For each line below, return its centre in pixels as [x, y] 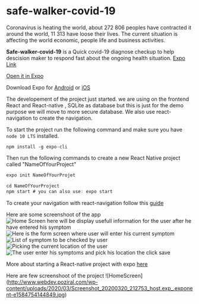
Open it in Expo [25, 76]
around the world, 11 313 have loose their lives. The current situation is [92, 33]
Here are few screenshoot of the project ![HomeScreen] [75, 275]
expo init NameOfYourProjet [41, 175]
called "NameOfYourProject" [41, 164]
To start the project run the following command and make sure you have [94, 129]
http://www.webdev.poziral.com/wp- [53, 282]
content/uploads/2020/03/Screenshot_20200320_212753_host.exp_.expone [99, 288]
